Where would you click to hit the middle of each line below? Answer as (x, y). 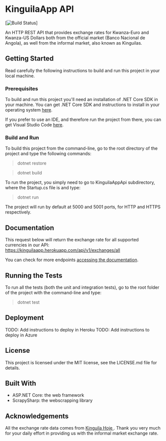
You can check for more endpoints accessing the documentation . (72, 260)
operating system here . (29, 110)
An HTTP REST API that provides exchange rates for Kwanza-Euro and (77, 32)
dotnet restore (32, 163)
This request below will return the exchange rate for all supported (72, 240)
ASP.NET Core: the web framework (48, 395)
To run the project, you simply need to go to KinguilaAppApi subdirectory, (80, 182)
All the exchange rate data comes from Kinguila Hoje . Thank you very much (83, 428)
